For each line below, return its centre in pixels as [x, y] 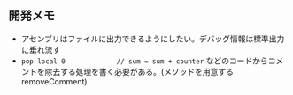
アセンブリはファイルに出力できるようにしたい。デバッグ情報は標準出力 [153, 39]
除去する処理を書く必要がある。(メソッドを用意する [139, 71]
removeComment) [54, 81]
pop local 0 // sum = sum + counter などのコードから [145, 61]
